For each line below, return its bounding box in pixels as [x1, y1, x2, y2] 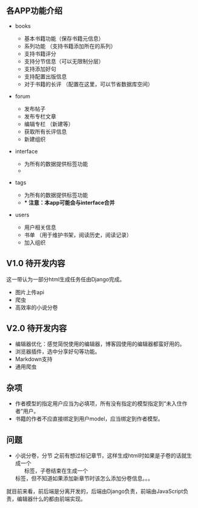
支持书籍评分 [24, 50, 56, 57]
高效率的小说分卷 [15, 303, 58, 311]
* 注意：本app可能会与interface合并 [24, 199, 115, 206]
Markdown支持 [15, 355, 53, 363]
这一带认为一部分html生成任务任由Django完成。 [6, 275, 125, 283]
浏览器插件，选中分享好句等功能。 [15, 348, 101, 355]
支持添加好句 [24, 65, 56, 72]
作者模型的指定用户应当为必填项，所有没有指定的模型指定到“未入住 [15, 400, 182, 407]
